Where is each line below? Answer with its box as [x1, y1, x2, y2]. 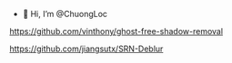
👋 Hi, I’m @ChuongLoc [22, 9, 107, 19]
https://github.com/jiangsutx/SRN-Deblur [9, 43, 164, 54]
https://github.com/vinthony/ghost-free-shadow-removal [9, 26, 224, 36]
